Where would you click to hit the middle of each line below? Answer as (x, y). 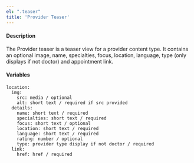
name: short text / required (52, 113)
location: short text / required (58, 128)
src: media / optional (45, 98)
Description (21, 36)
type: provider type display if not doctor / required (86, 144)
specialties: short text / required (62, 118)
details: (22, 108)
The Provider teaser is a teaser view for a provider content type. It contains (97, 49)
